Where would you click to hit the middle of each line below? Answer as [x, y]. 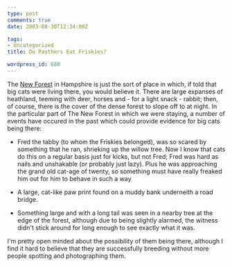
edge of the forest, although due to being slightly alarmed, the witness [117, 220]
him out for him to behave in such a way [74, 178]
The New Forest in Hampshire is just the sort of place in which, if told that [112, 84]
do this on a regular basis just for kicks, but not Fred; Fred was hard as [118, 156]
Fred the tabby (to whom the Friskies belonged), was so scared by [112, 141]
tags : [15, 39]
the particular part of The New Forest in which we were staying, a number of [116, 113]
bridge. [27, 199]
